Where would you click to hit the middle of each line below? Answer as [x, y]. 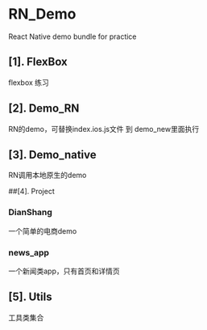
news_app [29, 252]
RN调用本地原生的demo [48, 176]
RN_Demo [42, 14]
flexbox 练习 [29, 82]
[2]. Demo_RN [44, 109]
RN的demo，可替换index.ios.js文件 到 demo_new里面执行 [104, 129]
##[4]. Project [31, 192]
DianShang [30, 213]
